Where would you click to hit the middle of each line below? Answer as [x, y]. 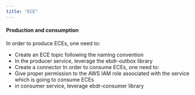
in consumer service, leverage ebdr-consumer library [79, 86]
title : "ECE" [22, 11]
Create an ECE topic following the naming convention [79, 55]
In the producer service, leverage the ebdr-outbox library [83, 61]
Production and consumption [43, 30]
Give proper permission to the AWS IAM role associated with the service [102, 73]
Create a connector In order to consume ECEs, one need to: [87, 67]
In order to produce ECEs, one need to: [53, 43]
